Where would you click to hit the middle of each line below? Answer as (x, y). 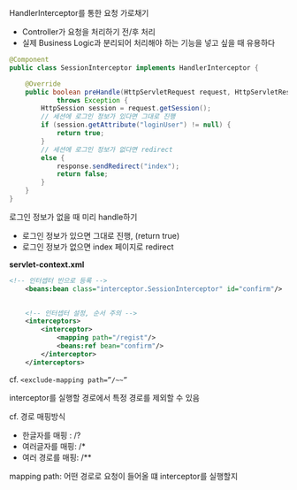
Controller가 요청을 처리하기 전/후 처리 (89, 32)
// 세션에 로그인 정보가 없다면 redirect (107, 149)
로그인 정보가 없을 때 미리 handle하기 (73, 217)
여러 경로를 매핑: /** (57, 457)
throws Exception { (92, 100)
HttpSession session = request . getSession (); (126, 109)
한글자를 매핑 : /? (51, 435)
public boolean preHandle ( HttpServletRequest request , (128, 92)
